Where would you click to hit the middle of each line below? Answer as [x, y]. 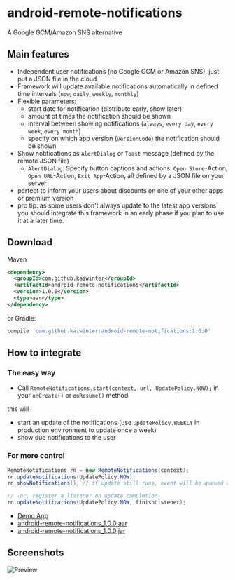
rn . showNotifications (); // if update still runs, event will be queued [115, 483]
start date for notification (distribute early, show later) [105, 108]
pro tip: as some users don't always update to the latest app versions [117, 205]
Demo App [33, 516]
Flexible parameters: [47, 101]
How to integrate [44, 353]
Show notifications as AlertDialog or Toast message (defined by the [116, 153]
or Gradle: [22, 318]
